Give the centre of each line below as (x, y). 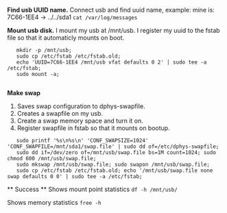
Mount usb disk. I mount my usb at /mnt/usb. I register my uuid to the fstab (114, 30)
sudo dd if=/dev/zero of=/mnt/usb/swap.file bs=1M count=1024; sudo (116, 153)
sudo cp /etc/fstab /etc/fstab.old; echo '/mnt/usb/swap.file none (115, 171)
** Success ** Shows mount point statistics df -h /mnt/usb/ (93, 189)
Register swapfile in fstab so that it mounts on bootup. (93, 128)
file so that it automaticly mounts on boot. (66, 38)
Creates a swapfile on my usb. (60, 113)
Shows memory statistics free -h (54, 202)
